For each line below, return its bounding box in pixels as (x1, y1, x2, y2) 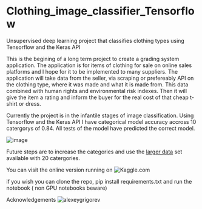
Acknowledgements (6, 196, 56, 203)
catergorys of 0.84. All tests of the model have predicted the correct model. (6, 124, 195, 132)
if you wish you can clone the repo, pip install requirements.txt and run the (6, 178, 192, 185)
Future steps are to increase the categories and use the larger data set (6, 148, 183, 155)
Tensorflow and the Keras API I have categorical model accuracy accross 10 (6, 118, 197, 125)
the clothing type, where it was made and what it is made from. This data (6, 80, 189, 88)
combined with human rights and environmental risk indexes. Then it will (6, 87, 187, 94)
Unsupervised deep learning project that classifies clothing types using (6, 37, 185, 44)
